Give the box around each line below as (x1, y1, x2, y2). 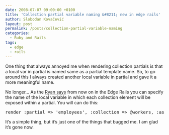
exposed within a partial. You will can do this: (5, 99, 99, 105)
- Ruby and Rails (10, 36, 46, 41)
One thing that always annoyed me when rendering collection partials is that (5, 63, 163, 69)
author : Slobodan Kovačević (5, 17, 64, 22)
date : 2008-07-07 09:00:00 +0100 (5, 7, 75, 13)
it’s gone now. (5, 124, 34, 130)
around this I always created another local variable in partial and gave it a (5, 74, 157, 80)
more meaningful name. (5, 79, 55, 85)
